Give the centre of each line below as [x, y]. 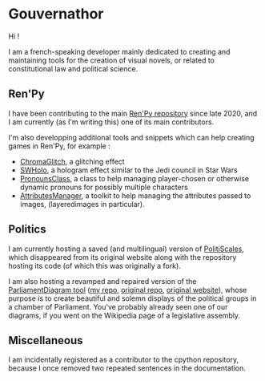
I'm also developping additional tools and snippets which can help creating [131, 137]
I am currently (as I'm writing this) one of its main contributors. [111, 122]
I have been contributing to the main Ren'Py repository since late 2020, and [133, 113]
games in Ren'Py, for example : [59, 146]
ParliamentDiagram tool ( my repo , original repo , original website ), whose [128, 290]
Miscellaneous [46, 340]
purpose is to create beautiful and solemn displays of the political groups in [132, 298]
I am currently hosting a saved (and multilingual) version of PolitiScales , [126, 249]
